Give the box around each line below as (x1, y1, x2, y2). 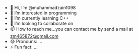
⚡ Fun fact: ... (10, 44, 38, 50)
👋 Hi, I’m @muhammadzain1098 (10, 5, 76, 10)
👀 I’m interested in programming (10, 10, 77, 16)
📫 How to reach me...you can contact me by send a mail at (10, 26, 133, 32)
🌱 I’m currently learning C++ (10, 15, 69, 21)
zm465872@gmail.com (10, 33, 59, 39)
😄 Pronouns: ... (10, 39, 43, 44)
